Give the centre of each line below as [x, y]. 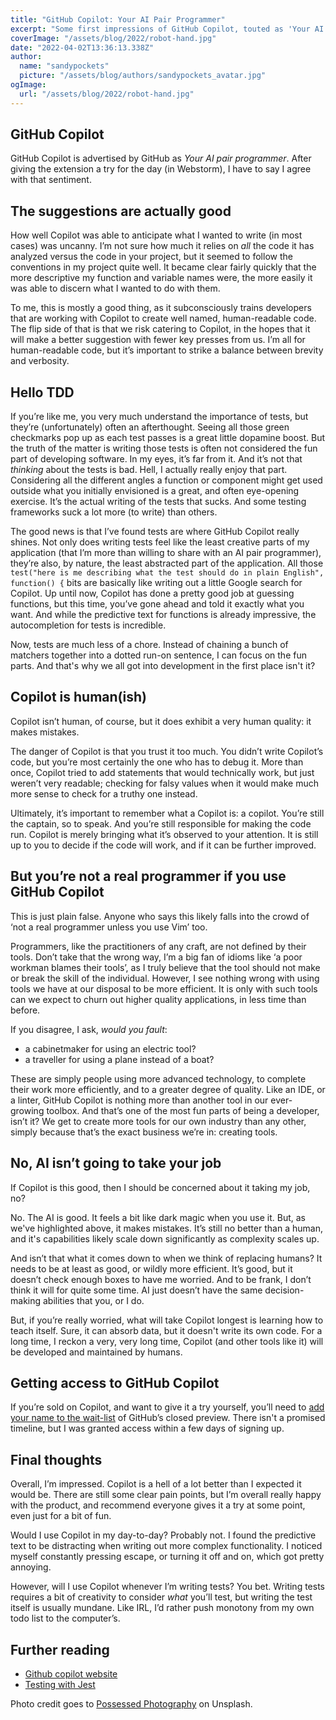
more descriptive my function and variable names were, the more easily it [161, 278]
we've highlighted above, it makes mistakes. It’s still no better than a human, [166, 1228]
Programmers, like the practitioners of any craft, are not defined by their [158, 946]
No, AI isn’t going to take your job [116, 1163]
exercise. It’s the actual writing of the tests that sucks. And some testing [158, 502]
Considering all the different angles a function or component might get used [166, 480]
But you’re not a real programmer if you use [148, 876]
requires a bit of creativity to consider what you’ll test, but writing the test [161, 1597]
